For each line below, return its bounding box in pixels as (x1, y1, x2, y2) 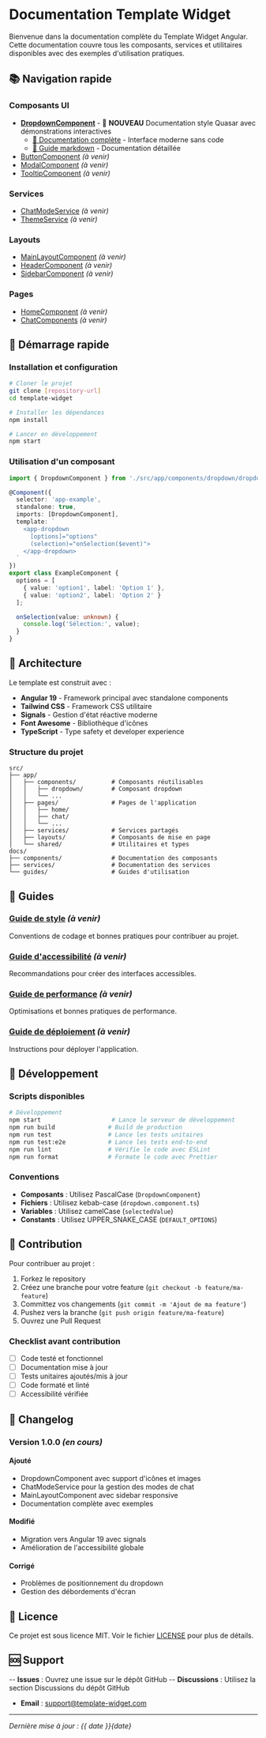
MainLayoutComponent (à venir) (20, 252, 126, 262)
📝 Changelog (9, 1412, 74, 1426)
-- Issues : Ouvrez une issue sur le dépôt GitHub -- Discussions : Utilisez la (9, 1674, 256, 1684)
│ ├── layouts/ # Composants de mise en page (9, 834, 212, 842)
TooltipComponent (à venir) (20, 168, 111, 178)
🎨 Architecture (9, 657, 82, 670)
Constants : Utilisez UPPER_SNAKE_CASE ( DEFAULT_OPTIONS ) (20, 1215, 218, 1224)
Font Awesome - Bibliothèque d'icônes (20, 718, 148, 728)
